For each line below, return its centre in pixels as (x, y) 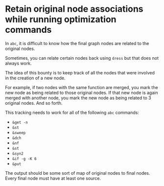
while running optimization (61, 19)
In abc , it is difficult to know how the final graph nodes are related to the (77, 43)
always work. (18, 63)
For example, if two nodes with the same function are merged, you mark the (82, 87)
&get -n (20, 122)
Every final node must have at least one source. (53, 178)
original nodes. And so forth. (34, 103)
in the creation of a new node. (35, 78)
